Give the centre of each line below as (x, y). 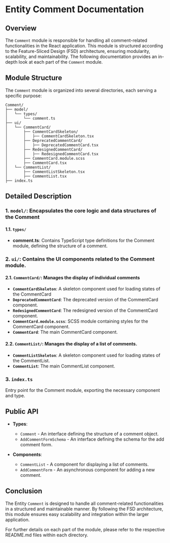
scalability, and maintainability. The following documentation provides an (81, 56)
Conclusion (24, 491)
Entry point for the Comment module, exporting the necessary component (83, 390)
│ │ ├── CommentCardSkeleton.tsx (50, 136)
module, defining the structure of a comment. (60, 246)
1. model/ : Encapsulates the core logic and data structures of (81, 211)
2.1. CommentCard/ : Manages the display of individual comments (73, 277)
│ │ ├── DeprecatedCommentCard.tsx (52, 145)
